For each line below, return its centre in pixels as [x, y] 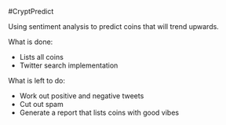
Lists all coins [42, 57]
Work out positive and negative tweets [82, 96]
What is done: [31, 42]
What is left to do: [36, 81]
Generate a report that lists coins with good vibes [99, 112]
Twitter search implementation [69, 65]
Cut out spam [42, 104]
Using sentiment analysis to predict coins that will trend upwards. [114, 26]
